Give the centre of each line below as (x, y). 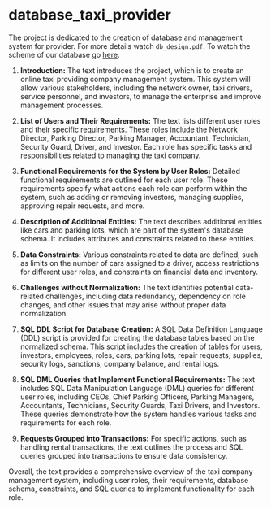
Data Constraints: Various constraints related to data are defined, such (139, 254)
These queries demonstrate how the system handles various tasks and (138, 414)
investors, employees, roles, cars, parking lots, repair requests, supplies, (142, 355)
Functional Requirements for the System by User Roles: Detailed (130, 171)
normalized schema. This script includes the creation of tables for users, (141, 346)
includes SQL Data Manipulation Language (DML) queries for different (137, 388)
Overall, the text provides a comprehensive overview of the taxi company (131, 471)
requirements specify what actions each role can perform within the (133, 188)
